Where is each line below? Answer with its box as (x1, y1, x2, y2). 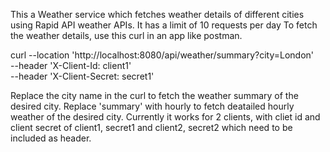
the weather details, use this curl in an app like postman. (10, 30, 243, 41)
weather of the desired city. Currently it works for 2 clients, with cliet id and (10, 111, 321, 123)
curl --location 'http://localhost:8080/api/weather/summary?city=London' (10, 49, 315, 61)
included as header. (10, 132, 92, 144)
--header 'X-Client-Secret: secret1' (10, 70, 155, 82)
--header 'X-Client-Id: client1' (10, 60, 132, 71)
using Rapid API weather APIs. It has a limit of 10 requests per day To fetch (10, 19, 318, 31)
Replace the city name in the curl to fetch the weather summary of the (10, 90, 299, 101)
